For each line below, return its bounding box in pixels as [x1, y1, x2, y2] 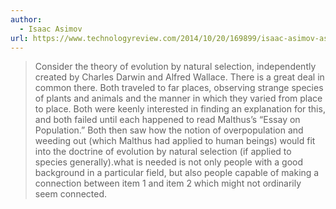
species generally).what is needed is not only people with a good [34, 156, 304, 168]
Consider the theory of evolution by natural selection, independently [34, 61, 317, 73]
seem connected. [34, 188, 108, 200]
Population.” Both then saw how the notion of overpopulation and [34, 124, 304, 136]
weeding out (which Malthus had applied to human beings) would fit [34, 135, 316, 147]
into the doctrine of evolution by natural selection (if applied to [34, 146, 292, 158]
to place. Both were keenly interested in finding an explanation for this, [34, 103, 326, 115]
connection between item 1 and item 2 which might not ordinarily [34, 177, 302, 190]
